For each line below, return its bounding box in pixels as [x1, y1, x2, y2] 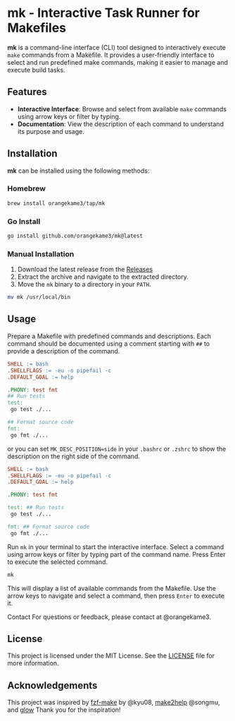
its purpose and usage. [17, 127, 84, 135]
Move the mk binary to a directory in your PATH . [17, 280, 151, 289]
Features [7, 86, 47, 98]
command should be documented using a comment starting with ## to [7, 339, 210, 348]
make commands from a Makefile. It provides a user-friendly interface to [7, 51, 215, 59]
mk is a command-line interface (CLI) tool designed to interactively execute [7, 43, 227, 51]
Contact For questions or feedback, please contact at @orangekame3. [7, 613, 212, 621]
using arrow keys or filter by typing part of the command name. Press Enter [7, 550, 226, 558]
